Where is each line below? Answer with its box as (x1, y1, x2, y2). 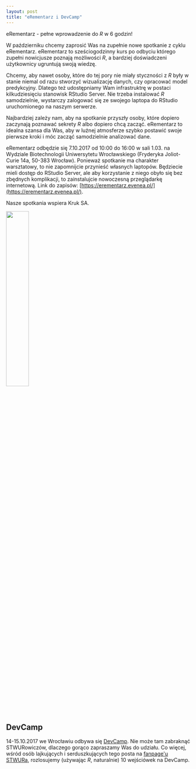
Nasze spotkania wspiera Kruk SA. (6, 199, 90, 206)
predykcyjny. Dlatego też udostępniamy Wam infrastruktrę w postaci (6, 84, 171, 91)
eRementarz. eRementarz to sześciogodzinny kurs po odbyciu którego (6, 48, 176, 55)
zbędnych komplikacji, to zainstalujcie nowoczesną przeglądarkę (6, 176, 163, 183)
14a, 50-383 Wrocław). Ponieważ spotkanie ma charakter (20, 157, 159, 164)
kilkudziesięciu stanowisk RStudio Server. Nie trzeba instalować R (6, 90, 165, 97)
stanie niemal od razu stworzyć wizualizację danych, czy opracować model (6, 77, 188, 85)
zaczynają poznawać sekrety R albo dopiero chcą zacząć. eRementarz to (6, 120, 183, 127)
